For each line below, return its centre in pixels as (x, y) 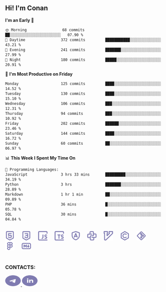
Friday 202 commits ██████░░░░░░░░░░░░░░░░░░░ (83, 123)
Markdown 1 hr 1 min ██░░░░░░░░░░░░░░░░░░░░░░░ (83, 194)
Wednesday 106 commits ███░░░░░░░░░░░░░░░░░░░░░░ (83, 103)
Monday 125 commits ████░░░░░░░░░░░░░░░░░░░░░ (83, 84)
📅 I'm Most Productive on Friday (39, 74)
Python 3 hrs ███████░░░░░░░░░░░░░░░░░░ (83, 184)
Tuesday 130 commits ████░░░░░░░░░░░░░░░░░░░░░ (83, 94)
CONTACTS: (20, 267)
